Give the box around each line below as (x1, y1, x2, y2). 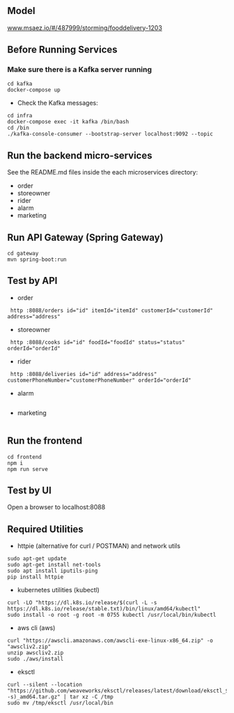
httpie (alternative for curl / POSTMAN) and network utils (17, 542, 181, 550)
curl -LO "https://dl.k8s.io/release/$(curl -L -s (7, 599, 157, 606)
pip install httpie (7, 573, 64, 580)
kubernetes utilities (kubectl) (17, 586, 100, 594)
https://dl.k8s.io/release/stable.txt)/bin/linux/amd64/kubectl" (7, 606, 201, 613)
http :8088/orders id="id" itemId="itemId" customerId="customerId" (10, 307, 214, 314)
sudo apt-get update (7, 555, 68, 562)
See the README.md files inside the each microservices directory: (7, 168, 198, 177)
